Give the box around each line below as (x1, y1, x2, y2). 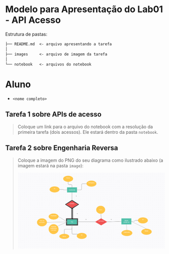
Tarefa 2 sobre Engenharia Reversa (5, 143, 118, 153)
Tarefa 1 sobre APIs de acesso (5, 110, 102, 119)
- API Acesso (5, 14, 61, 26)
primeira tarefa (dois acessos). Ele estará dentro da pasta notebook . (17, 129, 158, 135)
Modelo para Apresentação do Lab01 (5, 4, 163, 15)
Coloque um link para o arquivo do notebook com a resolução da (17, 123, 153, 130)
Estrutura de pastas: (5, 31, 48, 37)
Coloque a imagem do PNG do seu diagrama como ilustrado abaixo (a (17, 157, 163, 163)
